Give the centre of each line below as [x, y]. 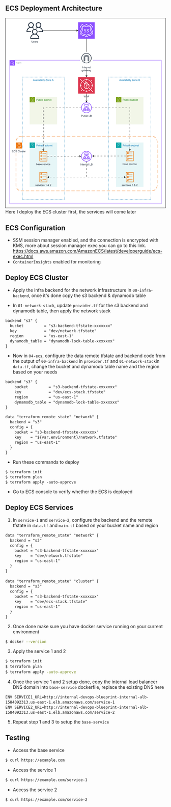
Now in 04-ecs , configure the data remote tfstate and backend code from [89, 356]
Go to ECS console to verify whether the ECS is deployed [73, 492]
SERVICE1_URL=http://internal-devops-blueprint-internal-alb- [82, 697]
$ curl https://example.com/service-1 [46, 780]
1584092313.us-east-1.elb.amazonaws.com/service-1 [60, 703]
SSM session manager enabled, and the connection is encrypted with [85, 240]
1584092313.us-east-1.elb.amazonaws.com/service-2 [60, 713]
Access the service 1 [34, 770]
